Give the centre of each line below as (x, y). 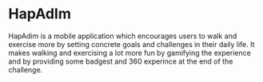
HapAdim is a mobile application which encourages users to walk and (123, 36)
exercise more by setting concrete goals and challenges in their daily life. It (131, 44)
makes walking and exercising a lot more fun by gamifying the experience (130, 53)
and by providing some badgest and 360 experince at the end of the (121, 61)
